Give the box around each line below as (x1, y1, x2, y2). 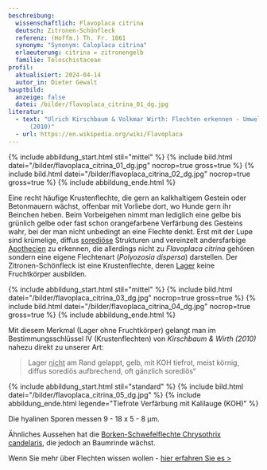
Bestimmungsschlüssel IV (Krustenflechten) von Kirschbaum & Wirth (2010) (8, 334, 257, 343)
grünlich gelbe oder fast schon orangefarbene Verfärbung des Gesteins (8, 218, 243, 228)
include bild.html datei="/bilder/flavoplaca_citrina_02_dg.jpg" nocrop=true (8, 169, 250, 178)
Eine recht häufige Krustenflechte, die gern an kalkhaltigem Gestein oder (8, 193, 247, 202)
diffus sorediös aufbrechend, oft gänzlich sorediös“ (27, 366, 196, 375)
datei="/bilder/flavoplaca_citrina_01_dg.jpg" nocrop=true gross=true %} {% (8, 160, 255, 170)
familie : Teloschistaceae (15, 57, 102, 65)
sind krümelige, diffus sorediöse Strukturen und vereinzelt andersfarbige (8, 235, 246, 245)
